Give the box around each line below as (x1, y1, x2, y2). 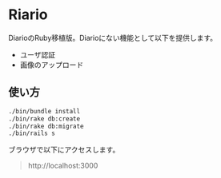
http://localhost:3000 (27, 161, 98, 171)
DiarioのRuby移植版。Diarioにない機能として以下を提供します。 (8, 33, 218, 42)
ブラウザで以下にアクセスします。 (8, 145, 120, 155)
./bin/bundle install (8, 107, 81, 115)
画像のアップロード (19, 60, 84, 69)
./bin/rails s (8, 129, 56, 137)
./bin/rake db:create (8, 114, 81, 123)
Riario (8, 6, 48, 24)
